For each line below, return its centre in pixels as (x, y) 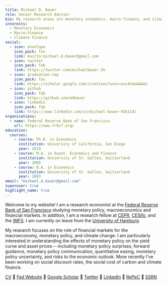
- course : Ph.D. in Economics (45, 140)
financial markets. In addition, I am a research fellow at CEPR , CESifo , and (81, 215)
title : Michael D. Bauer (31, 10)
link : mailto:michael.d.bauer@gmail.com (56, 56)
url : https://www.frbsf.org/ (44, 126)
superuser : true (22, 186)
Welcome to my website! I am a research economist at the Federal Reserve (82, 204)
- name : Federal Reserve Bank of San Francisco (60, 121)
